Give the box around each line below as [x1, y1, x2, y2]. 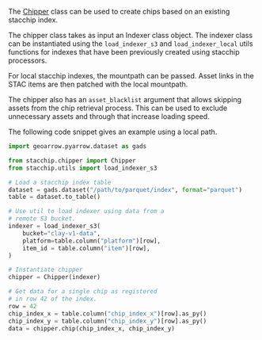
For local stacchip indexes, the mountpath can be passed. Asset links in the [8, 71, 255, 80]
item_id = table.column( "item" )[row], [22, 244, 150, 252]
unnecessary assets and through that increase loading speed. [8, 112, 210, 121]
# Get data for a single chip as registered [8, 288, 158, 296]
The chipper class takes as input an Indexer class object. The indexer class [8, 31, 253, 40]
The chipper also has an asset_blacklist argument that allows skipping [8, 95, 242, 104]
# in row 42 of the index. [8, 295, 97, 303]
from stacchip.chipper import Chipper [8, 156, 136, 165]
